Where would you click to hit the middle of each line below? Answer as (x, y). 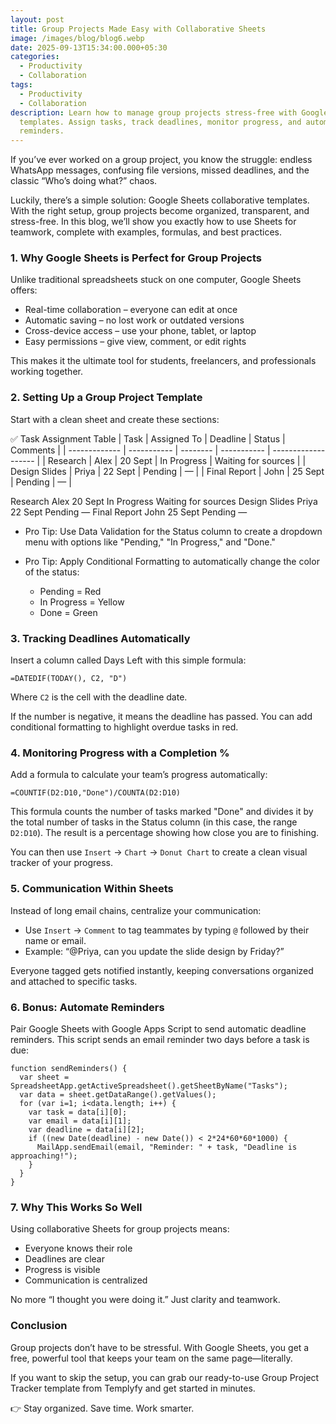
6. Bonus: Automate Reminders (87, 1007)
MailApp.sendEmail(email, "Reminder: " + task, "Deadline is (167, 1147)
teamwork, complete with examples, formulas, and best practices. (146, 232)
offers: (24, 290)
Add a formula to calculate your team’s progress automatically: (139, 775)
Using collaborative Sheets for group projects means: (120, 1229)
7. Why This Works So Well (76, 1207)
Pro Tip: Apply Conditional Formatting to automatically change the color (172, 561)
